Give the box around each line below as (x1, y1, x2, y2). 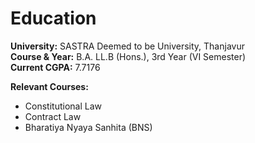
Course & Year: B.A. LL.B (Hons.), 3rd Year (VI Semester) (10, 50, 247, 62)
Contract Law (24, 110, 82, 122)
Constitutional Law (24, 100, 102, 112)
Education (10, 7, 97, 30)
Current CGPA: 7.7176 (10, 61, 101, 73)
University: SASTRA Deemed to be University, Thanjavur (10, 40, 245, 52)
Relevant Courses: (10, 80, 89, 92)
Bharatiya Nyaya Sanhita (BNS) (24, 121, 153, 133)
